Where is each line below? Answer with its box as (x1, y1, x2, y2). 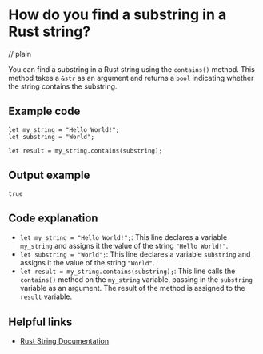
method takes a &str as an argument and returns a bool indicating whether (8, 73, 254, 82)
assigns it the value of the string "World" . (19, 258, 155, 268)
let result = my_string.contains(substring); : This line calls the (19, 266, 236, 276)
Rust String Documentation (19, 336, 110, 346)
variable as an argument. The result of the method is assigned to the (19, 284, 245, 293)
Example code (8, 105, 81, 118)
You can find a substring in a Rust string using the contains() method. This (8, 64, 256, 74)
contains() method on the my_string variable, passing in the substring (19, 275, 253, 284)
